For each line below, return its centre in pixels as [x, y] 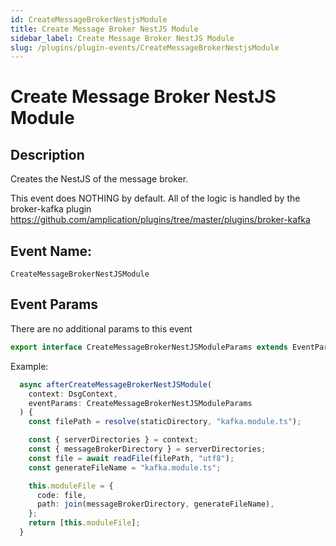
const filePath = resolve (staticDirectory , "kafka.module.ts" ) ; [165, 422]
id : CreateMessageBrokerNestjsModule [89, 19]
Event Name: [51, 251]
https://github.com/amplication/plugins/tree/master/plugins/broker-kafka [160, 220]
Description [47, 154]
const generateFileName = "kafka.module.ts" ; [125, 467]
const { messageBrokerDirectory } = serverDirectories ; [147, 449]
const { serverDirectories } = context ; [113, 440]
